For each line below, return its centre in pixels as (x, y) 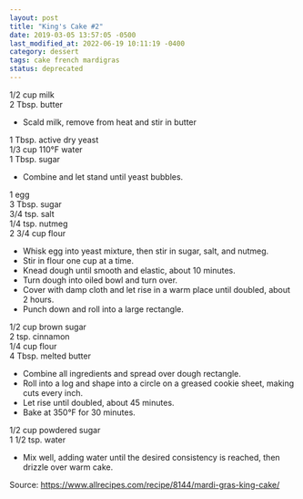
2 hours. (38, 299)
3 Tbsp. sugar (35, 204)
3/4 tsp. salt (32, 213)
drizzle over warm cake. (68, 467)
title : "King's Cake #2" (56, 26)
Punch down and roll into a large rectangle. (103, 309)
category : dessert (44, 52)
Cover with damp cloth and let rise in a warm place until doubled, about (157, 289)
